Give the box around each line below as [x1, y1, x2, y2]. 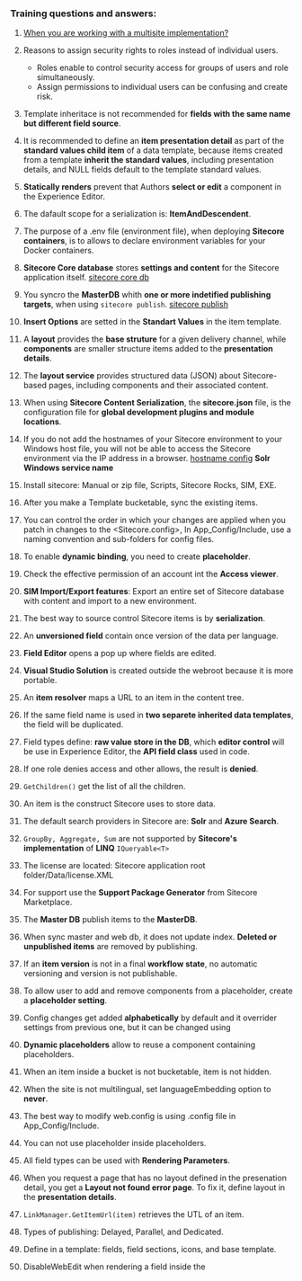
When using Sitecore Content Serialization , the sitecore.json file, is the [22, 397, 291, 408]
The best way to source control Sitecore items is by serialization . [22, 613, 266, 624]
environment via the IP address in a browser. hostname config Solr [22, 453, 271, 464]
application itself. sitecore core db [22, 272, 149, 283]
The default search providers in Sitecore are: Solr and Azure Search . [22, 816, 280, 827]
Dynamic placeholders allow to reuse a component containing [22, 1039, 256, 1050]
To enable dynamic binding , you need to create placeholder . [22, 551, 251, 562]
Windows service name [22, 462, 114, 474]
